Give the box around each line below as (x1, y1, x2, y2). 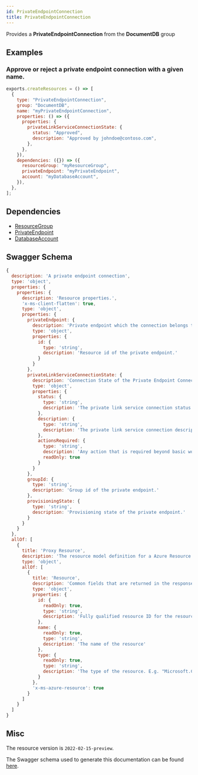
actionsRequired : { (37, 438, 85, 444)
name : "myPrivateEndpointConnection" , (16, 108, 112, 114)
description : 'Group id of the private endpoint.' (32, 487, 160, 493)
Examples (6, 47, 43, 57)
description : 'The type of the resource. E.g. (43, 669, 160, 675)
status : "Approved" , (32, 130, 83, 136)
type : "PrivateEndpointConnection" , (16, 97, 107, 103)
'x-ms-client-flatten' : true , (21, 301, 96, 307)
